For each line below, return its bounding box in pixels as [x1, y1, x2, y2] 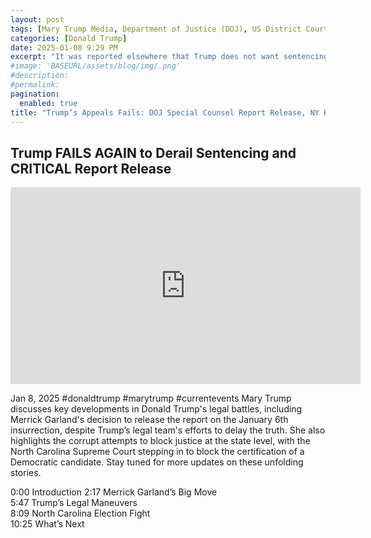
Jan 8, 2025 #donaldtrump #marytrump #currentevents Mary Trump [10, 392, 292, 405]
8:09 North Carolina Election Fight [10, 507, 151, 520]
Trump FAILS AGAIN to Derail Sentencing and [10, 144, 297, 161]
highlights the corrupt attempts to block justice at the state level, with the [10, 435, 311, 447]
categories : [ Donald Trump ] [10, 33, 128, 43]
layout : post [10, 14, 65, 25]
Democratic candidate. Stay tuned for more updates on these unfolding [10, 456, 304, 468]
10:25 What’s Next [10, 518, 85, 530]
